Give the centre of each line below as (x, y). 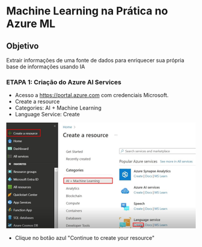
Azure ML (31, 24)
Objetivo (23, 46)
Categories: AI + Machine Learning (58, 108)
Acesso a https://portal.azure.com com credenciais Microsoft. (92, 95)
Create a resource (37, 102)
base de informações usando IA (46, 67)
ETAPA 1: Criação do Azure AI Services (64, 82)
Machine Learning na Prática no (87, 11)
